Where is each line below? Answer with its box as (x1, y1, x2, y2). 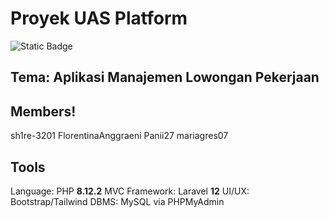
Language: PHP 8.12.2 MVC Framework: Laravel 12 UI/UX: (10, 185, 250, 197)
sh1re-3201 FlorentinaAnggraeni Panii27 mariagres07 (10, 130, 229, 142)
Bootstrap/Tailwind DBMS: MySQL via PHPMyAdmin (10, 195, 225, 207)
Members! (10, 103, 77, 120)
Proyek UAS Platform (10, 7, 188, 30)
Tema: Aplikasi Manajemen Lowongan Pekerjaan (10, 69, 320, 86)
